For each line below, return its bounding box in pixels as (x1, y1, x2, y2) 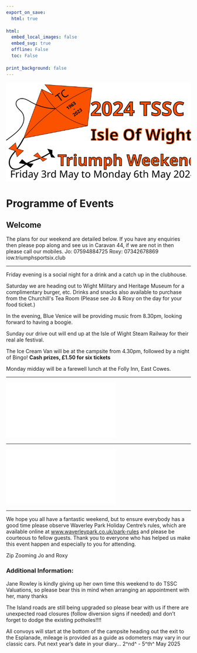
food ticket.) (6, 301, 36, 308)
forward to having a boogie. (6, 319, 73, 326)
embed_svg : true (11, 40, 51, 46)
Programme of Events (6, 197, 114, 210)
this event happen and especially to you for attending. (6, 540, 137, 548)
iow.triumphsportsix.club (6, 254, 66, 261)
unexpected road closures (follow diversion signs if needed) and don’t (6, 610, 176, 617)
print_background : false (6, 65, 67, 71)
